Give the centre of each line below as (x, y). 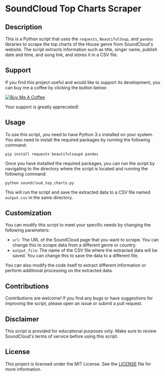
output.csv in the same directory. (39, 197)
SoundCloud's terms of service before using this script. (62, 336)
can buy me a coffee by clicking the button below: (56, 87)
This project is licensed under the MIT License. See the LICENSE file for (78, 364)
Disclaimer (22, 319)
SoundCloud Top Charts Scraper (73, 9)
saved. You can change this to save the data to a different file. (75, 256)
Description (24, 27)
